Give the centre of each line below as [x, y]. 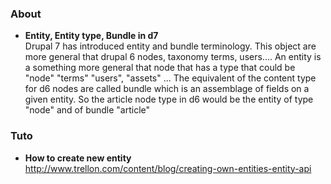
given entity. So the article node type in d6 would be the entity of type [169, 99]
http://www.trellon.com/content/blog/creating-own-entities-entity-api [168, 168]
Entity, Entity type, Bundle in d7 [91, 36]
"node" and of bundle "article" [87, 110]
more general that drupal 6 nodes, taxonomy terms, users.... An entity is [173, 57]
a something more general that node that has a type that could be [160, 68]
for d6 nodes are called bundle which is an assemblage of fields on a [167, 89]
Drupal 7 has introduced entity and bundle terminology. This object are [170, 46]
